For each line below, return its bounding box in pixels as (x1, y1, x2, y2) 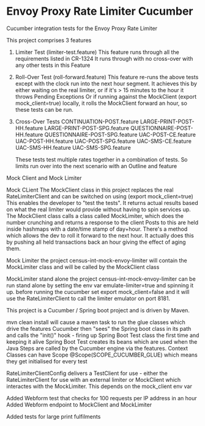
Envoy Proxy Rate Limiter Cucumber (6, 4, 193, 18)
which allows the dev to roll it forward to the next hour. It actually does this (6, 231, 194, 239)
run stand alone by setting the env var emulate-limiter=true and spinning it (6, 281, 194, 289)
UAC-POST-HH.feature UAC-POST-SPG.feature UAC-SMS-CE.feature (15, 137, 192, 145)
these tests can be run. (15, 106, 73, 113)
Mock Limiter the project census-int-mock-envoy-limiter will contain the (6, 257, 188, 264)
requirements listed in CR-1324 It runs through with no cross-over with (15, 55, 193, 62)
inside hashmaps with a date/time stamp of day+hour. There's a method (6, 225, 188, 233)
